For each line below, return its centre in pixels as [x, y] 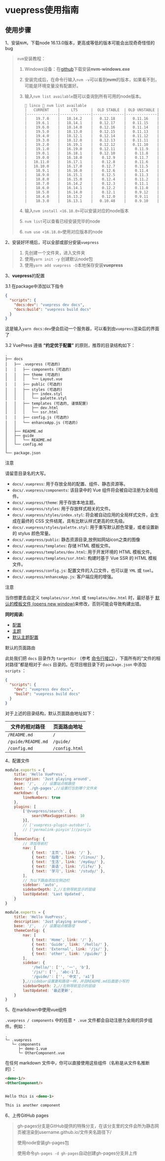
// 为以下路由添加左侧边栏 [46, 880]
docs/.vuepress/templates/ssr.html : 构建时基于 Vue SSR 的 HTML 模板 [84, 558]
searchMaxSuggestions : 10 [58, 816]
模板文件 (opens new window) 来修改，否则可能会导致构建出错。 [79, 604]
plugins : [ [25, 807]
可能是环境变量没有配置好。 [53, 86]
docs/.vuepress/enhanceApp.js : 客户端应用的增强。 [64, 577]
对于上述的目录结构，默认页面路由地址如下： [50, 713]
